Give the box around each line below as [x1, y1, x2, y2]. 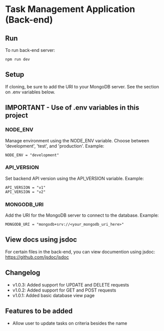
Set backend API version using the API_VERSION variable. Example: [5, 175, 144, 181]
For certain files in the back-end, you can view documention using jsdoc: [5, 249, 155, 255]
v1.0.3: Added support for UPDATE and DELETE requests [12, 282, 129, 288]
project [5, 111, 28, 120]
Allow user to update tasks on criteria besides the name [12, 320, 127, 326]
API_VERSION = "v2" [5, 189, 46, 194]
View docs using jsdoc [5, 236, 77, 244]
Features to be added [5, 307, 73, 316]
